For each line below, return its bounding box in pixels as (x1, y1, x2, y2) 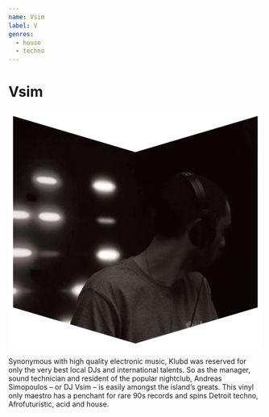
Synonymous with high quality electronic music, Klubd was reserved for (8, 357, 247, 366)
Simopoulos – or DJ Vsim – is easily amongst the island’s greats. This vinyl (8, 382, 255, 392)
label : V (8, 21, 38, 30)
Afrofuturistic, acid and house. (8, 399, 110, 409)
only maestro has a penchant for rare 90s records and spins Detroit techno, (8, 391, 259, 401)
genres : (8, 30, 35, 38)
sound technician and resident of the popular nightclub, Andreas (8, 373, 223, 383)
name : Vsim (8, 13, 45, 21)
